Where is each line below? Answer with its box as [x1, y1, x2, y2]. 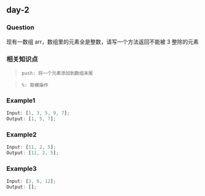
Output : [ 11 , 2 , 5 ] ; [6, 150, 60, 156]
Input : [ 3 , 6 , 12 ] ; [6, 178, 56, 184]
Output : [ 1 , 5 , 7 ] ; [6, 116, 56, 122]
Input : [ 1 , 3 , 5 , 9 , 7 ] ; [6, 110, 70, 116]
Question [6, 23, 35, 32]
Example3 [6, 165, 37, 173]
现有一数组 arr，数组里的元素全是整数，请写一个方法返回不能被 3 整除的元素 [6, 38, 199, 45]
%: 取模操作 [21, 82, 48, 88]
